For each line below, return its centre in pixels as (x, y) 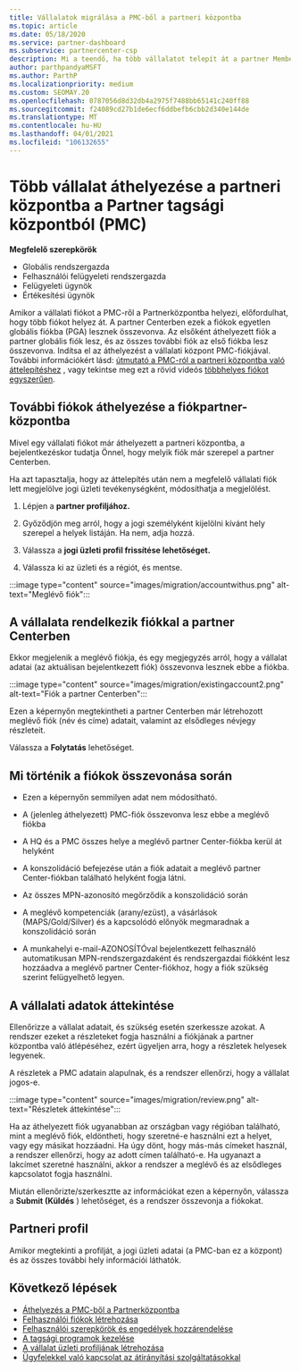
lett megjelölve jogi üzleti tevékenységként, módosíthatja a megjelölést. (140, 488)
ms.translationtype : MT (54, 117)
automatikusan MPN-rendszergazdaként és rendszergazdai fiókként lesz (156, 959)
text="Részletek (39, 1109)
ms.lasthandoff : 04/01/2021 (62, 134)
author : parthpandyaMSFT (55, 68)
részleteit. (28, 731)
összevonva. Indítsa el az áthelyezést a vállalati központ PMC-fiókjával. (140, 351)
